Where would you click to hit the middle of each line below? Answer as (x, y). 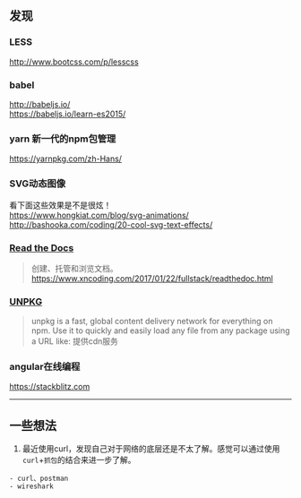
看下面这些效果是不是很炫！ (60, 205)
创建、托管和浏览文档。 (74, 268)
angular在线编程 (45, 367)
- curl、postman (39, 479)
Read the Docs (42, 247)
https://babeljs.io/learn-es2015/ (68, 114)
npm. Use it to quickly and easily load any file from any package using (160, 331)
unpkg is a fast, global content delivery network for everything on (152, 322)
